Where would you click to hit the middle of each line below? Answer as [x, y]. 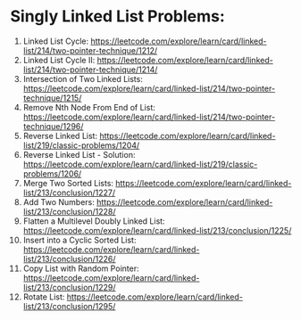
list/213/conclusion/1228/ [69, 211]
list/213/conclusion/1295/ [69, 306]
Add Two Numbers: [59, 201]
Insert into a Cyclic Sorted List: [79, 240]
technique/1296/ [53, 126]
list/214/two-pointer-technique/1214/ [90, 70]
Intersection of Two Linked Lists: [83, 78]
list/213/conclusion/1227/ [69, 193]
